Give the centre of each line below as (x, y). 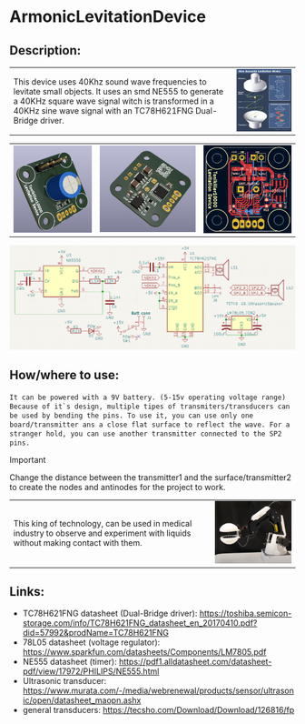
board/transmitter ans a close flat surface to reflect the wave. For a (150, 425)
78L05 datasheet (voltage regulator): (91, 642)
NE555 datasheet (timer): (69, 662)
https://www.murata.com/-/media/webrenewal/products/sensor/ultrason (158, 691)
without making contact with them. (78, 543)
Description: (45, 50)
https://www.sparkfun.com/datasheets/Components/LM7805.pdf (144, 652)
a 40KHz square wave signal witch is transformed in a (114, 101)
